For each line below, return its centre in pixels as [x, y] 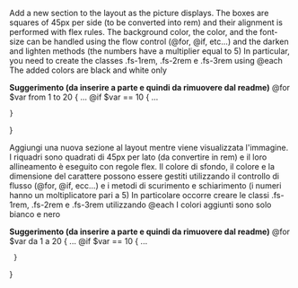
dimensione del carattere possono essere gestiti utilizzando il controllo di [145, 176]
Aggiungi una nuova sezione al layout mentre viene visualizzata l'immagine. [149, 148]
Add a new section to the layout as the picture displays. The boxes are [139, 13]
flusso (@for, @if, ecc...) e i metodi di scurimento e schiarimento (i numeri [145, 186]
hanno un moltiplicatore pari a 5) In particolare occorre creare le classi [139, 195]
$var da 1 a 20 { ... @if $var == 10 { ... [79, 241]
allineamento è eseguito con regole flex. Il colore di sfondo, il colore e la [142, 166]
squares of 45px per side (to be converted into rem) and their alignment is [146, 22]
